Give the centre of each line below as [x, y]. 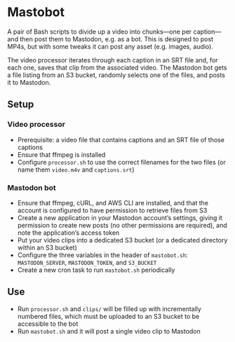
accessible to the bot [48, 324]
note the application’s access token [68, 233]
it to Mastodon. [29, 82]
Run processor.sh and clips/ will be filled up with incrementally [109, 308]
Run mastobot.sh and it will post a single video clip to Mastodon [109, 331]
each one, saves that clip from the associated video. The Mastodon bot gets [117, 67]
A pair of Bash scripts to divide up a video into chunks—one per [100, 32]
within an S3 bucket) [47, 247]
